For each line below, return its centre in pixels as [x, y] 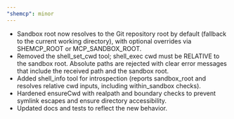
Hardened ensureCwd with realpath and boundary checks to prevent [116, 93]
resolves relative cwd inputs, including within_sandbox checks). [109, 85]
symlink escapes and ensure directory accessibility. [91, 100]
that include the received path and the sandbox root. [93, 71]
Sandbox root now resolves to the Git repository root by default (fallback [121, 34]
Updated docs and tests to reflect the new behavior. [92, 108]
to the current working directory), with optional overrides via [104, 41]
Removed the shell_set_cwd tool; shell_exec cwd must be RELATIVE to [118, 56]
